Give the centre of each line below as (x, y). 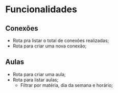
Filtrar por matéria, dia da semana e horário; (67, 85)
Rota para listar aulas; (36, 80)
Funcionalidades (41, 9)
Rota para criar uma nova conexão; (50, 46)
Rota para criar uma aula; (39, 74)
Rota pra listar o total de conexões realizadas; (61, 40)
